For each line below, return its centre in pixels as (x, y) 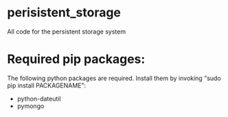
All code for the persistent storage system (66, 31)
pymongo (31, 106)
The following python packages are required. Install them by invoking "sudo (114, 78)
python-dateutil (39, 99)
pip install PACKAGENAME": (47, 85)
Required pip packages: (76, 59)
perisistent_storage (64, 13)
